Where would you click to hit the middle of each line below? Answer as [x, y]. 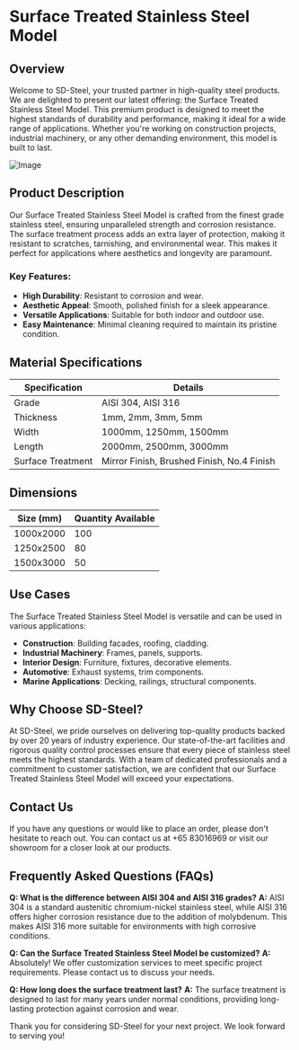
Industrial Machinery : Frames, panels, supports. [113, 652]
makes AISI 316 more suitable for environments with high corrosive [133, 926]
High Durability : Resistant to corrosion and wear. [113, 296]
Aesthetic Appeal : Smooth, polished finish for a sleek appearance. [146, 305]
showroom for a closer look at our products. [91, 848]
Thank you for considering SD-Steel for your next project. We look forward [147, 1026]
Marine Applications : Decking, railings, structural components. [139, 681]
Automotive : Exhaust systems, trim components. [113, 672]
